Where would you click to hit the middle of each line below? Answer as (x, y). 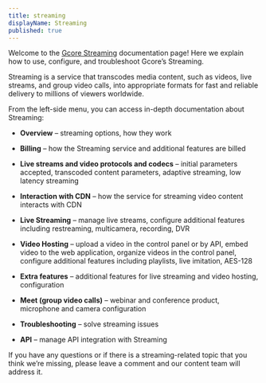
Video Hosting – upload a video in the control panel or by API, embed (134, 244)
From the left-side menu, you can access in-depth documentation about (126, 109)
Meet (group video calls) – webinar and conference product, (120, 300)
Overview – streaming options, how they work (96, 133)
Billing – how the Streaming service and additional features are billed (133, 149)
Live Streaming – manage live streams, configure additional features (132, 221)
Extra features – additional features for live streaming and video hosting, (139, 276)
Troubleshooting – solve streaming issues (89, 324)
